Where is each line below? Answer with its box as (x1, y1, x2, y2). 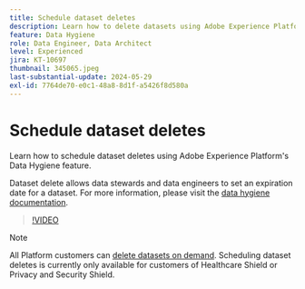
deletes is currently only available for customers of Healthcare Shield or (9, 259, 278, 270)
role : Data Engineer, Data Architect (9, 38, 152, 48)
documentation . (9, 196, 69, 207)
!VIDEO (31, 214, 59, 225)
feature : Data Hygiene (9, 30, 95, 39)
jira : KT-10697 (9, 55, 67, 65)
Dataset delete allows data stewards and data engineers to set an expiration (9, 177, 293, 188)
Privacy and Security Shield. (9, 269, 115, 280)
